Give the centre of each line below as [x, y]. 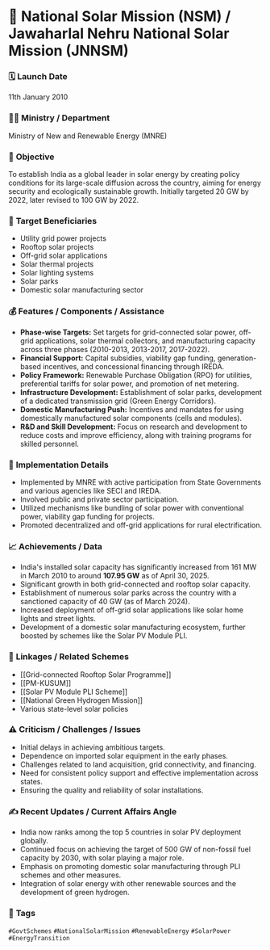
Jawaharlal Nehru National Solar [119, 34]
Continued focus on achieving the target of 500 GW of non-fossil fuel [135, 849]
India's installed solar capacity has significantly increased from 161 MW [138, 567]
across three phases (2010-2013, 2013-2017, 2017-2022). [115, 349]
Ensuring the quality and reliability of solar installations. [112, 790]
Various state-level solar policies [74, 708]
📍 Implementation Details [58, 464]
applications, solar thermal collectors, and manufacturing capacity [145, 340]
